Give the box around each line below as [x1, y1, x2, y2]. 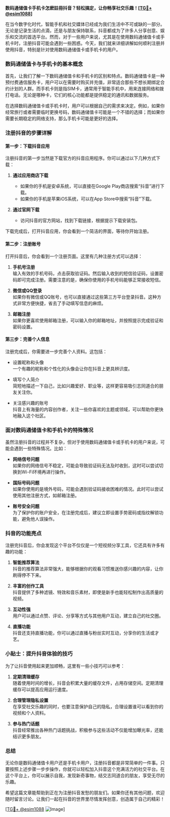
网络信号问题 [12, 456, 39, 462]
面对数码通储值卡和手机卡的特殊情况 [5, 426, 94, 433]
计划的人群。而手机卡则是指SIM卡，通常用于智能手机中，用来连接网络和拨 [9, 86, 164, 92]
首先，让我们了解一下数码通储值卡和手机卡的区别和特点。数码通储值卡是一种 [5, 73, 165, 79]
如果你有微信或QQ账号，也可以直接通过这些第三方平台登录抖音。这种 [12, 294, 157, 300]
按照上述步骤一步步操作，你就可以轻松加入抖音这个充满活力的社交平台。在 [9, 766, 165, 772]
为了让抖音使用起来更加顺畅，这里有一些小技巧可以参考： [5, 663, 125, 669]
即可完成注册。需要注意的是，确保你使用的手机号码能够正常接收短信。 [17, 276, 163, 282]
